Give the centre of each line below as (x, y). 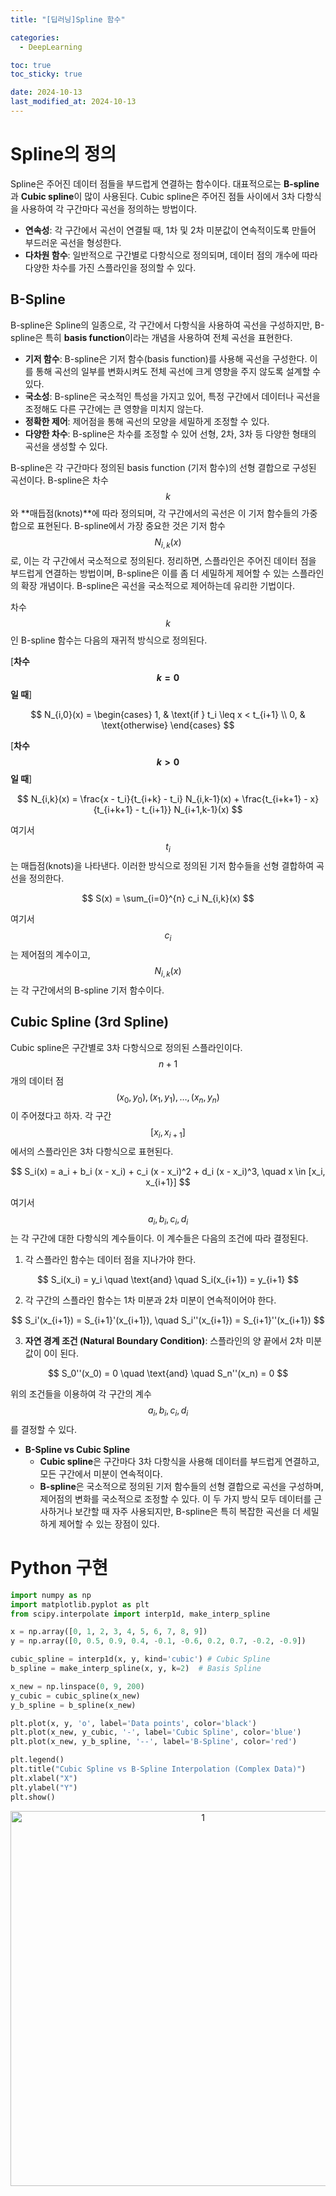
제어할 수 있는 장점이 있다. (109, 1523)
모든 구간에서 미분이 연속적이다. (101, 1473)
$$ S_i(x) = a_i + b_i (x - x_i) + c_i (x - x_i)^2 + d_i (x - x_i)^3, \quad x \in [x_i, (168, 1172)
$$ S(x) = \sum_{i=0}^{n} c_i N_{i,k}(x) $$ (168, 898)
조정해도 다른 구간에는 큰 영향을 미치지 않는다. (114, 408)
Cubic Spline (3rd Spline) (90, 1022)
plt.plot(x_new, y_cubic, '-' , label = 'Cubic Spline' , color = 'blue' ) (156, 1732)
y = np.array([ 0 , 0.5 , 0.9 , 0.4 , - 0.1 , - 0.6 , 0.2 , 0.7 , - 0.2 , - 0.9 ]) (158, 1641)
